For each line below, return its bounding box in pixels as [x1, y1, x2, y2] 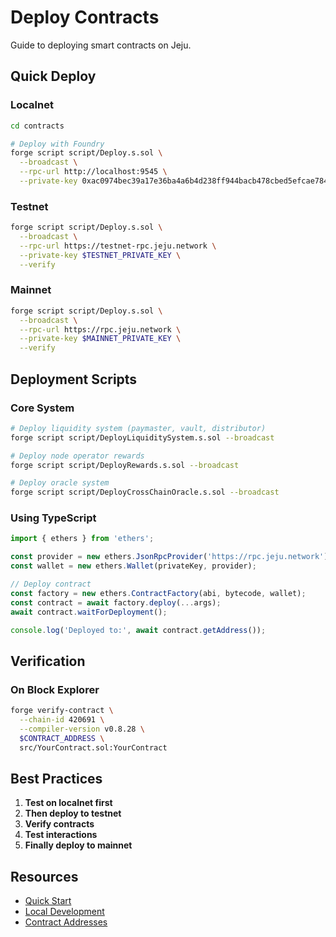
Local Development [24, 906, 105, 918]
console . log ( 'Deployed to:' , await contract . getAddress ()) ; [10, 625, 267, 635]
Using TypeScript [10, 511, 97, 525]
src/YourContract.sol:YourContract [19, 742, 168, 753]
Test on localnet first [24, 797, 113, 809]
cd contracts [10, 121, 65, 131]
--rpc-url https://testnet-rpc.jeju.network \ [19, 241, 217, 251]
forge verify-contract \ [10, 706, 114, 716]
